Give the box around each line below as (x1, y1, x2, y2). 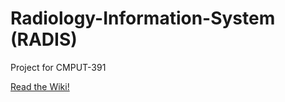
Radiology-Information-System (10, 7, 276, 30)
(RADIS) (10, 28, 78, 51)
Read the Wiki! (10, 80, 70, 92)
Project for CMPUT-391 (10, 61, 107, 73)
